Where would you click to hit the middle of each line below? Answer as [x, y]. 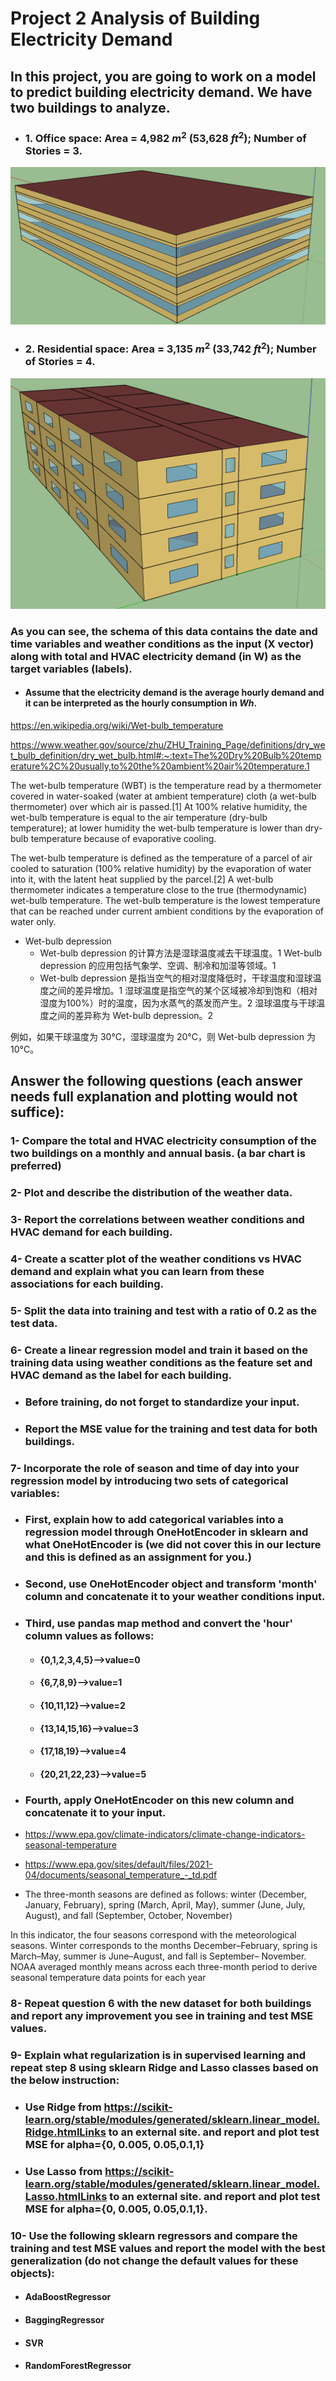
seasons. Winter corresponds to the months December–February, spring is [164, 1946]
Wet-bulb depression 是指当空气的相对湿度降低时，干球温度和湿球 [176, 978]
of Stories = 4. [60, 362]
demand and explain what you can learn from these [137, 1271]
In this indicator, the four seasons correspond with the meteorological [153, 1935]
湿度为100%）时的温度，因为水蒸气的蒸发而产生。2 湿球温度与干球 [178, 1003]
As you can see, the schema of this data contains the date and [164, 631]
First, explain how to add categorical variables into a [154, 1520]
